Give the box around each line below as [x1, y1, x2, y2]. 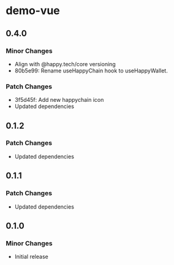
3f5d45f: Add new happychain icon [14, 96, 104, 104]
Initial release [14, 253, 48, 261]
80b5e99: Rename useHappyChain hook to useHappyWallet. [14, 67, 168, 74]
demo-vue [6, 4, 61, 18]
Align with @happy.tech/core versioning [14, 60, 116, 67]
